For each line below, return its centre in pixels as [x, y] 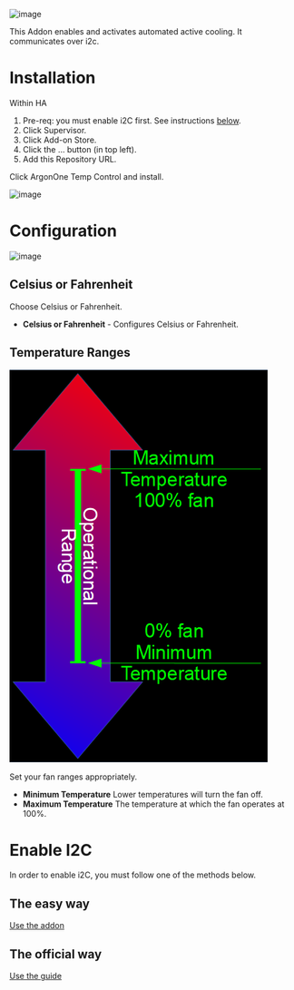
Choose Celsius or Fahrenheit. [66, 306]
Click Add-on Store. [59, 140]
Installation [53, 78]
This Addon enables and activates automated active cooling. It [126, 31]
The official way [56, 954]
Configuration [64, 231]
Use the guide [35, 976]
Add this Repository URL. [69, 159]
